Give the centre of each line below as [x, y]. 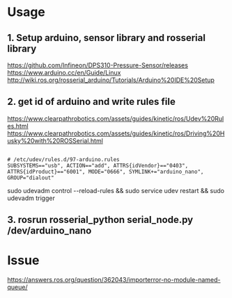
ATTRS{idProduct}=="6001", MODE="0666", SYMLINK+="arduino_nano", [106, 172]
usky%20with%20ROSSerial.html [55, 140]
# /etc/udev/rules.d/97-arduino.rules [63, 159]
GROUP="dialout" [31, 178]
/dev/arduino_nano [49, 231]
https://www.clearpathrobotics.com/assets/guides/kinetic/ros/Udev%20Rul [116, 118]
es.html [18, 126]
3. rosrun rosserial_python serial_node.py [100, 220]
